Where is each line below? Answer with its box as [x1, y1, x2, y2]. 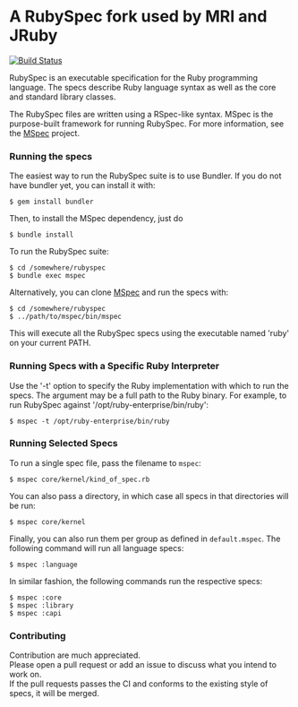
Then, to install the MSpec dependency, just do [9, 213, 183, 224]
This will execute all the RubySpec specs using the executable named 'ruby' [9, 328, 290, 339]
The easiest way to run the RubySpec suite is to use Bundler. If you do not [9, 170, 282, 181]
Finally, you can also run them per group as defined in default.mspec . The [9, 533, 281, 544]
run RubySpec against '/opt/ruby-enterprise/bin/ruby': [9, 399, 209, 410]
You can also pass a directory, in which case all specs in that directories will [9, 490, 289, 501]
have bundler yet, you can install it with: [9, 180, 156, 191]
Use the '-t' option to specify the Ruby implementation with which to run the [9, 380, 289, 391]
